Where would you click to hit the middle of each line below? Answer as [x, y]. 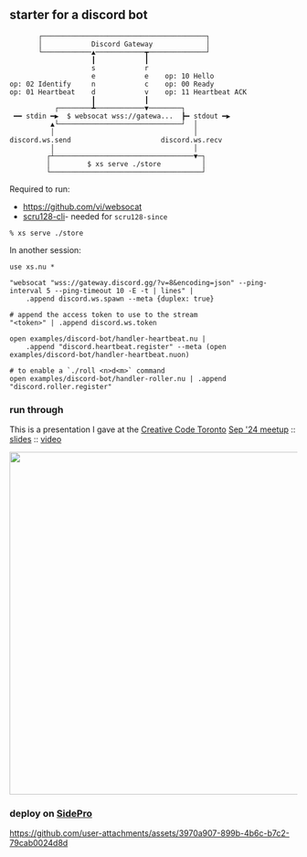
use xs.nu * [32, 267]
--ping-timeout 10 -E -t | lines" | [124, 291]
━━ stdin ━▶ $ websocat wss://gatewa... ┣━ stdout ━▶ [122, 116]
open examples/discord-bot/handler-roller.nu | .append [118, 378]
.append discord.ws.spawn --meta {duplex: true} [120, 299]
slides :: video [36, 439]
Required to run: [40, 189]
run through [37, 409]
